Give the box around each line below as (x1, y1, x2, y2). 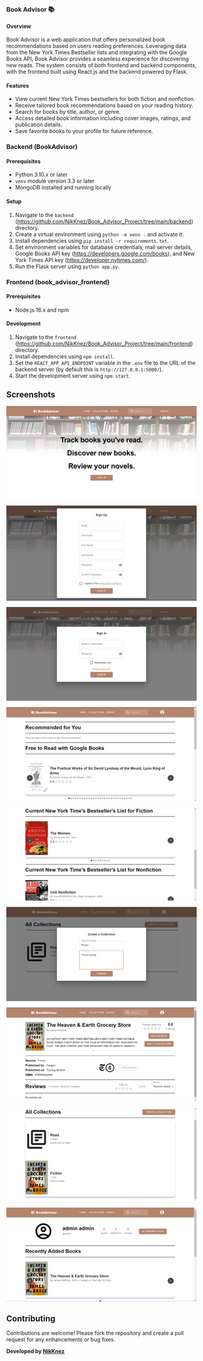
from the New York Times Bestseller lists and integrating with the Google (6, 49, 187, 56)
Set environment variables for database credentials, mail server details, (14, 243, 193, 251)
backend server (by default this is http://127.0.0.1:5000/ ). (14, 366, 163, 373)
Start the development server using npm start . (14, 372, 131, 379)
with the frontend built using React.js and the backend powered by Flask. (6, 68, 188, 76)
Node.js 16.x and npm (14, 306, 69, 313)
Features (6, 82, 29, 89)
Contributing (6, 1313, 56, 1323)
